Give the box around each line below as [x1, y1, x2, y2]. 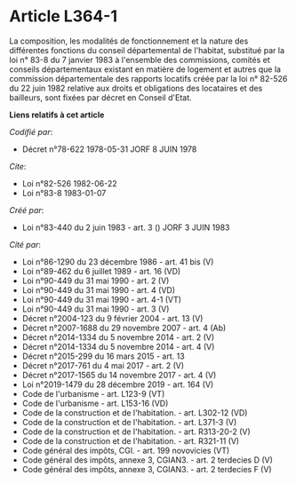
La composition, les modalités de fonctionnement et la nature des [9, 36, 249, 46]
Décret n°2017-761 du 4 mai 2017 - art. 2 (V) [21, 360, 185, 370]
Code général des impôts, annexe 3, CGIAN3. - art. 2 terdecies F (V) [21, 463, 273, 474]
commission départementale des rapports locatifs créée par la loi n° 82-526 [9, 73, 288, 83]
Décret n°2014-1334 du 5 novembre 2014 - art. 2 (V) [21, 331, 215, 343]
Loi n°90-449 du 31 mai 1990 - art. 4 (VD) [21, 284, 176, 295]
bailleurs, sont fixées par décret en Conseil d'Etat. [9, 91, 193, 103]
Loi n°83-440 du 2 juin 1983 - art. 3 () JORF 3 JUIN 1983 [21, 222, 230, 233]
